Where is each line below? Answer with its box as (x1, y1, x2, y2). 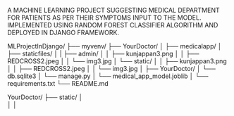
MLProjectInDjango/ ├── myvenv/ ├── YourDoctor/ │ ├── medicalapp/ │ (7, 42, 222, 50)
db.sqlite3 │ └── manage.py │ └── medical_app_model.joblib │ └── (7, 72, 209, 80)
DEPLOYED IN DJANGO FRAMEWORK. (7, 28, 120, 37)
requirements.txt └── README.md (7, 79, 109, 87)
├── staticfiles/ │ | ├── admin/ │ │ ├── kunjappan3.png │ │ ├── (7, 49, 199, 58)
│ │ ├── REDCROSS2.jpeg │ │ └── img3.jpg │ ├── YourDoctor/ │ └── (7, 65, 216, 72)
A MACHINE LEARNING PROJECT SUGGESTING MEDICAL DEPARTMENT (7, 6, 220, 14)
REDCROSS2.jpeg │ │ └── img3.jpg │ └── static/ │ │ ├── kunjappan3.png (7, 57, 227, 65)
